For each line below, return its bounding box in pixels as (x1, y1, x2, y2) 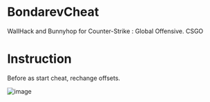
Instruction (7, 51, 72, 67)
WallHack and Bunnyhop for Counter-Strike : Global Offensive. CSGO (7, 27, 204, 35)
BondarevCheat (7, 4, 99, 20)
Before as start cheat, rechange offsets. (7, 74, 121, 82)
